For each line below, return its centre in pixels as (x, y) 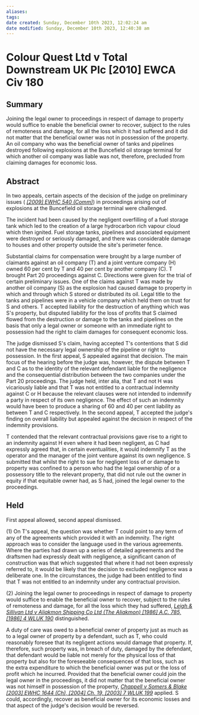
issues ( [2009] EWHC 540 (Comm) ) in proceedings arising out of (86, 202)
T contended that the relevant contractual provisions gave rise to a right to (97, 437)
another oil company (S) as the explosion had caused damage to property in (99, 288)
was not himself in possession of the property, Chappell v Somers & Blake (97, 686)
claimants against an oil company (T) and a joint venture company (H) (91, 263)
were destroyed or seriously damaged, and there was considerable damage (98, 239)
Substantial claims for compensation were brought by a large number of (94, 256)
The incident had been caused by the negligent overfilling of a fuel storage (97, 220)
